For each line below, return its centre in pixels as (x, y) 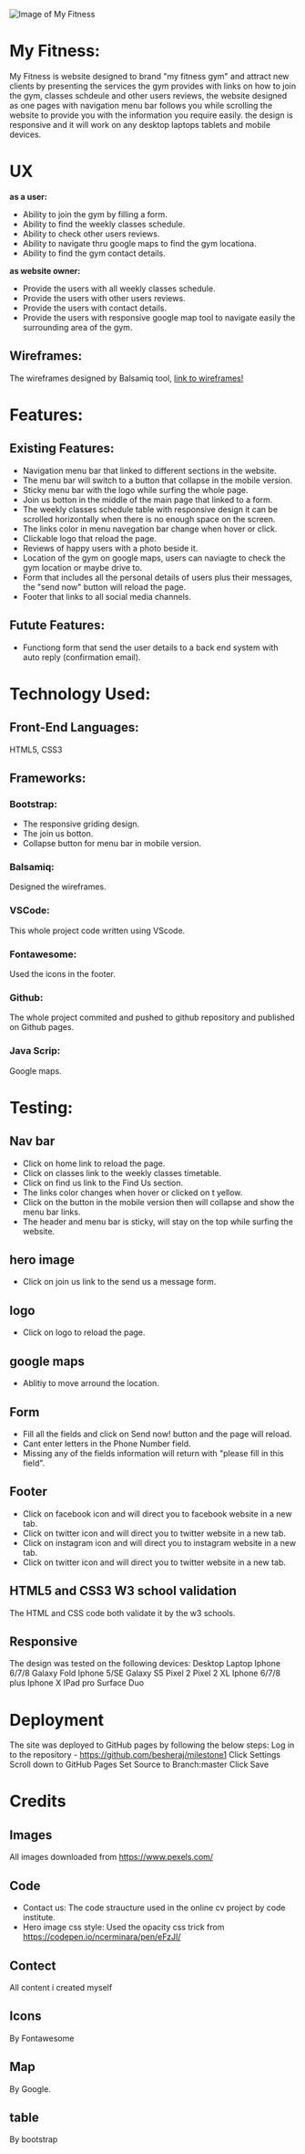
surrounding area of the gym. (77, 327)
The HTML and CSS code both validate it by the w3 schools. (122, 1613)
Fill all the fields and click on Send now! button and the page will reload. (157, 1434)
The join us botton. (58, 834)
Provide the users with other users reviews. (104, 298)
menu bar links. (51, 1212)
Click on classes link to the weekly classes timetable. (122, 1172)
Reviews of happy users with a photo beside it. (110, 548)
